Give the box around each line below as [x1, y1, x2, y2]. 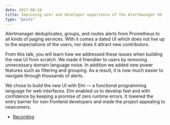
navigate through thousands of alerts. [5, 73, 84, 79]
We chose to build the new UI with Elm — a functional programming [5, 82, 147, 89]
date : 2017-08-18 [5, 7, 42, 13]
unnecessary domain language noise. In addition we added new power [5, 62, 153, 68]
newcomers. [5, 104, 31, 110]
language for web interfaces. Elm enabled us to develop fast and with [5, 88, 151, 94]
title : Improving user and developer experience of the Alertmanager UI [5, 12, 162, 17]
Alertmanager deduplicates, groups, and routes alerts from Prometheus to [5, 31, 160, 37]
